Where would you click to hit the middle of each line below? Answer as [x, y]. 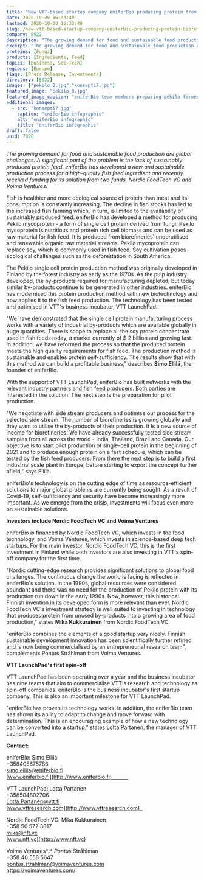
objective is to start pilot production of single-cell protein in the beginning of [102, 445]
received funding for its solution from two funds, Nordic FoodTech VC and [99, 180]
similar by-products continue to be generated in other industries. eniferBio [99, 287]
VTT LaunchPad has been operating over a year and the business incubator [101, 677]
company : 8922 [24, 35]
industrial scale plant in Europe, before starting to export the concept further [102, 465]
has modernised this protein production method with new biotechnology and [102, 293]
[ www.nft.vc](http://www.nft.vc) [46, 839]
